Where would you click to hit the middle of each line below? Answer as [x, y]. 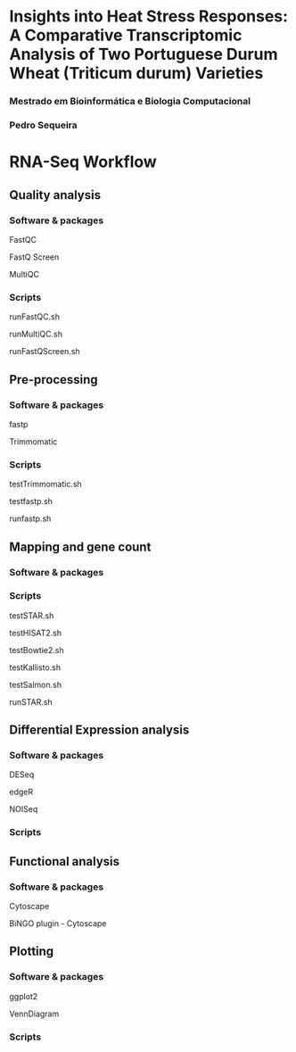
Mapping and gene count [80, 547]
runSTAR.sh [31, 701]
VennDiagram [34, 1014]
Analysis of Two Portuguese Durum [144, 54]
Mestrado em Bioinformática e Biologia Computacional [130, 102]
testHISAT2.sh [36, 633]
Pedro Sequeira [43, 125]
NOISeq [24, 809]
